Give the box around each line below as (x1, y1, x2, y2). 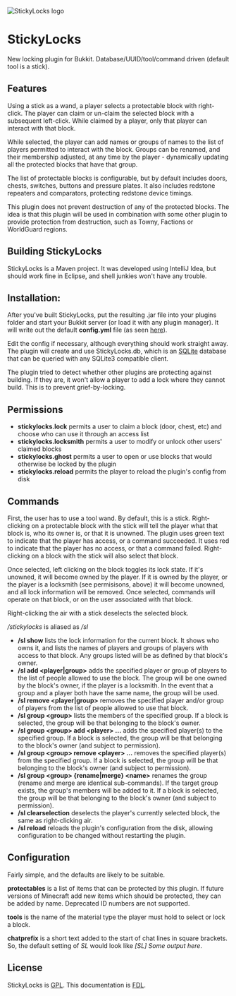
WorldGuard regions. (7, 224, 68, 233)
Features (7, 83, 47, 95)
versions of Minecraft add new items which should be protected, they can (7, 892, 222, 900)
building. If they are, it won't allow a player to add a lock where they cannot (7, 376, 225, 384)
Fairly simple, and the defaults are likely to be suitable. (7, 870, 166, 879)
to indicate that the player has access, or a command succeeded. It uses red (7, 536, 230, 545)
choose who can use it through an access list (17, 430, 149, 438)
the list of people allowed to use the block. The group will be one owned (17, 674, 228, 682)
